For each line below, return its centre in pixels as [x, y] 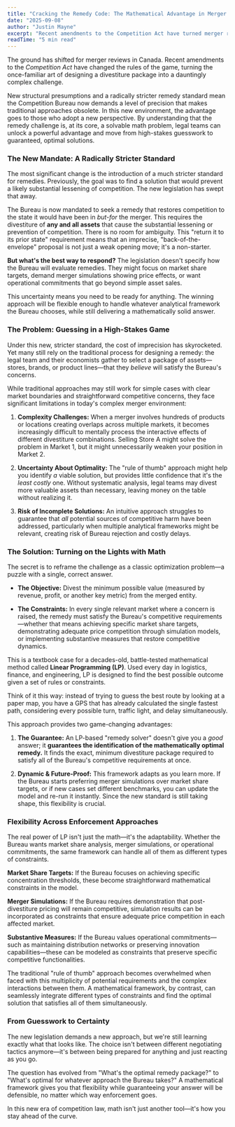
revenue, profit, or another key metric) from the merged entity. [107, 595]
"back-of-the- [181, 240]
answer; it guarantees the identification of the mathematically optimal [121, 745]
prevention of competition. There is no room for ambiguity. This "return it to [116, 232]
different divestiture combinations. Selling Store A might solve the [112, 439]
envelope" [22, 247]
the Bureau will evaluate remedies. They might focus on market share [107, 268]
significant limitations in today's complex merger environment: [97, 403]
